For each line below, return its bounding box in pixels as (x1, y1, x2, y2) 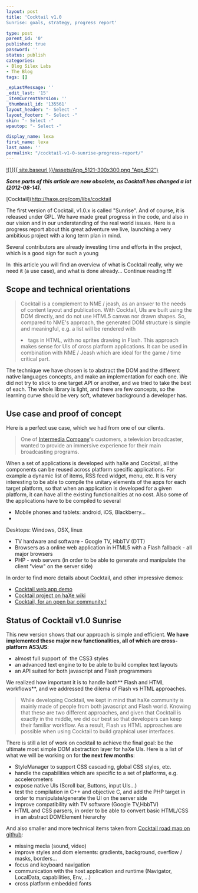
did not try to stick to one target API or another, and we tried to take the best (6, 379, 192, 386)
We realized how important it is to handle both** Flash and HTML (6, 679, 164, 686)
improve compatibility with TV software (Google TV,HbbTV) (14, 801, 159, 808)
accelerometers (14, 776, 53, 783)
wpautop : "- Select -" (6, 123, 62, 129)
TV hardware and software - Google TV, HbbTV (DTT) (14, 538, 146, 545)
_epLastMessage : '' (6, 85, 54, 91)
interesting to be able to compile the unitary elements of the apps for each (6, 479, 187, 486)
